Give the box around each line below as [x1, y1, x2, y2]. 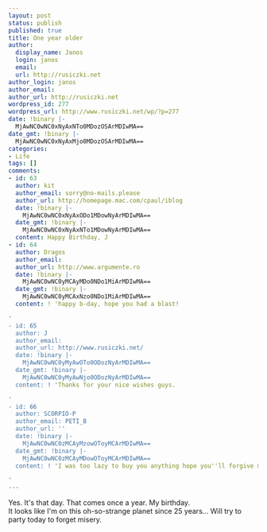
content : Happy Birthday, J [15, 234, 109, 242]
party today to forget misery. [8, 515, 102, 525]
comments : [8, 167, 41, 175]
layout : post [8, 11, 52, 20]
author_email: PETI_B [15, 417, 87, 425]
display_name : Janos [15, 49, 83, 56]
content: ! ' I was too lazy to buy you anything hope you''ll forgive [15, 462, 254, 470]
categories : [8, 145, 48, 153]
